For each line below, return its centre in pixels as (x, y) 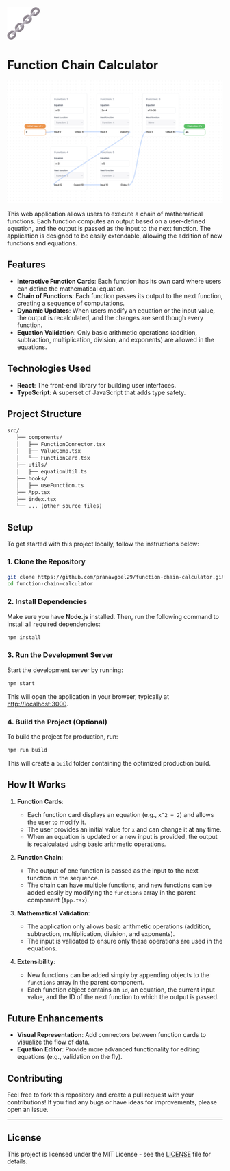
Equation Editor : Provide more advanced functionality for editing (108, 1049)
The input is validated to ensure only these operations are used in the (125, 941)
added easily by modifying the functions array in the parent (112, 892)
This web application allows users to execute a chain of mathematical (105, 214)
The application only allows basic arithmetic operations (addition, (119, 926)
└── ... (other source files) (59, 506)
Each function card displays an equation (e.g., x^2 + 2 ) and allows (120, 814)
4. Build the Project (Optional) (57, 722)
